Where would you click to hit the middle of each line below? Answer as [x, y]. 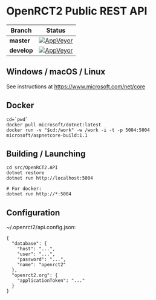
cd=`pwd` [17, 119]
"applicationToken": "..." [51, 281]
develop [21, 50]
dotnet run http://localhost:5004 [50, 178]
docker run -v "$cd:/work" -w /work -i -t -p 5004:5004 [78, 130]
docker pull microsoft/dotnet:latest [54, 125]
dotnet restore [25, 173]
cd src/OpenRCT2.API [32, 168]
